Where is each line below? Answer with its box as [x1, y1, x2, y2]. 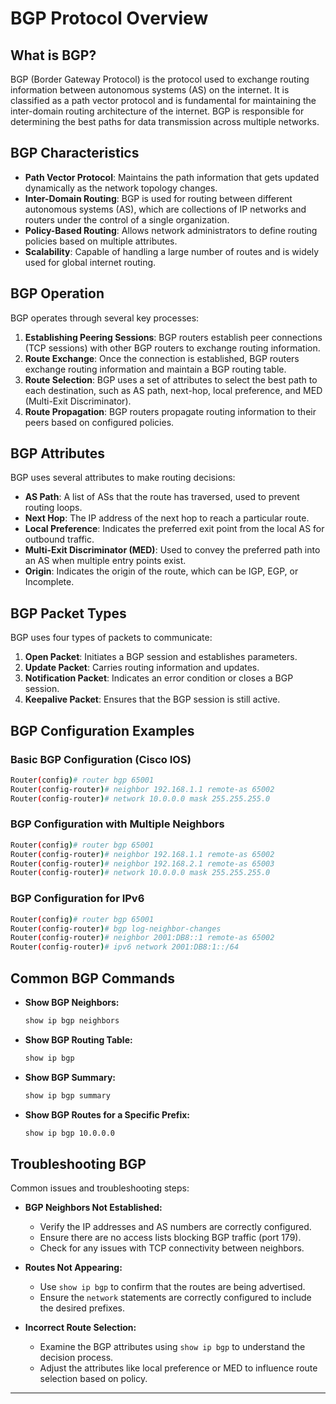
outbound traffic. [24, 533, 95, 546]
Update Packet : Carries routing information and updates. [24, 662, 260, 674]
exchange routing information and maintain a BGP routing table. [24, 363, 287, 375]
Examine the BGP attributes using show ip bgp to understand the [39, 1341, 306, 1353]
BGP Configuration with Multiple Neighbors [10, 817, 225, 831]
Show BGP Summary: [24, 1071, 117, 1083]
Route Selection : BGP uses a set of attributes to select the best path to [24, 373, 318, 386]
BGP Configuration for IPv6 [10, 892, 145, 906]
